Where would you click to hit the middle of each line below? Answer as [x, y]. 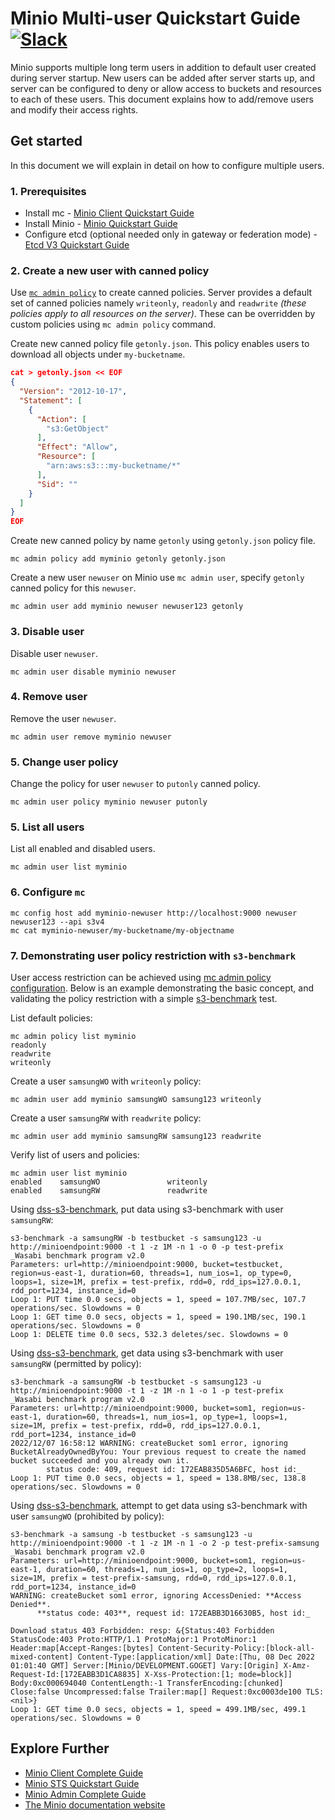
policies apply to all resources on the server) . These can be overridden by [163, 314]
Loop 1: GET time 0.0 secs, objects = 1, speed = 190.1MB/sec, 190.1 [158, 1317]
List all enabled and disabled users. [83, 849]
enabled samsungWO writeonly [109, 1182]
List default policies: [51, 1018]
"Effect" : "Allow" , [77, 447]
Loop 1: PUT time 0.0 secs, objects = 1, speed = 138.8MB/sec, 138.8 [158, 1478]
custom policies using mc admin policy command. [113, 324]
